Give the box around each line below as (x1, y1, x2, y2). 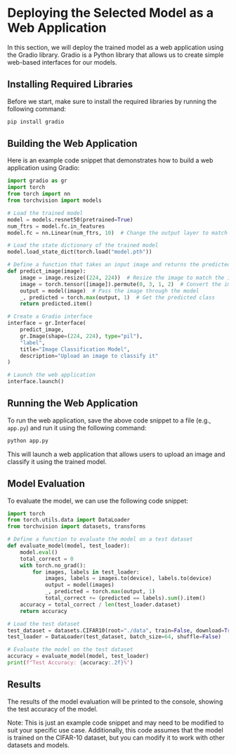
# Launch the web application (7, 371, 96, 379)
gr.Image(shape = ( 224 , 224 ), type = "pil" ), (20, 333, 143, 340)
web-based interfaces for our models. (7, 58, 117, 66)
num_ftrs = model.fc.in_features (7, 223, 105, 230)
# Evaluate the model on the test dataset (7, 646, 133, 653)
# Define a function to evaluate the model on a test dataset (7, 536, 193, 543)
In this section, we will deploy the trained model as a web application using (7, 43, 224, 51)
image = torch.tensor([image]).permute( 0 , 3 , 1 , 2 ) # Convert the (20, 280, 221, 288)
